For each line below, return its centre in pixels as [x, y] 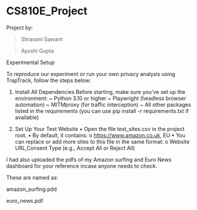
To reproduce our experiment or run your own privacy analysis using [91, 74]
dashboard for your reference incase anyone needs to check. [82, 166]
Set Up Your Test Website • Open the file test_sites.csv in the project [99, 129]
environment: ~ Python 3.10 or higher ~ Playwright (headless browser [101, 98]
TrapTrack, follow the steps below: [49, 80]
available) [27, 117]
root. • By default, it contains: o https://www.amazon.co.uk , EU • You [100, 135]
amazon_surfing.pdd [31, 189]
